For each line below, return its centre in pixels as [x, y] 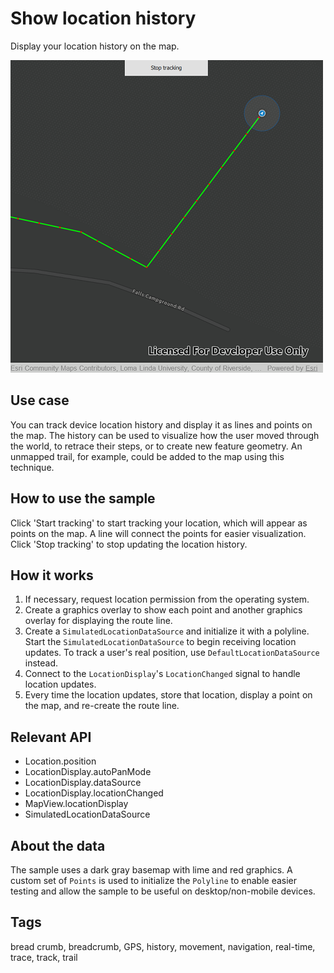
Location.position [60, 761]
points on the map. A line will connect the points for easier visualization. [158, 533]
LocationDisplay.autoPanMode [88, 772]
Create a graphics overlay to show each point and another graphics [163, 610]
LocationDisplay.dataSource [83, 783]
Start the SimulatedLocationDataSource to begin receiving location [160, 642]
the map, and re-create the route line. [102, 706]
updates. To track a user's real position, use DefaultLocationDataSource [172, 653]
